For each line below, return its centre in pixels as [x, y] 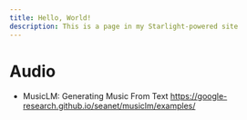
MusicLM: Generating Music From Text [95, 96]
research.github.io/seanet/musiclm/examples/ [109, 106]
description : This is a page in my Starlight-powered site [124, 26]
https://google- [199, 96]
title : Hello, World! [51, 18]
